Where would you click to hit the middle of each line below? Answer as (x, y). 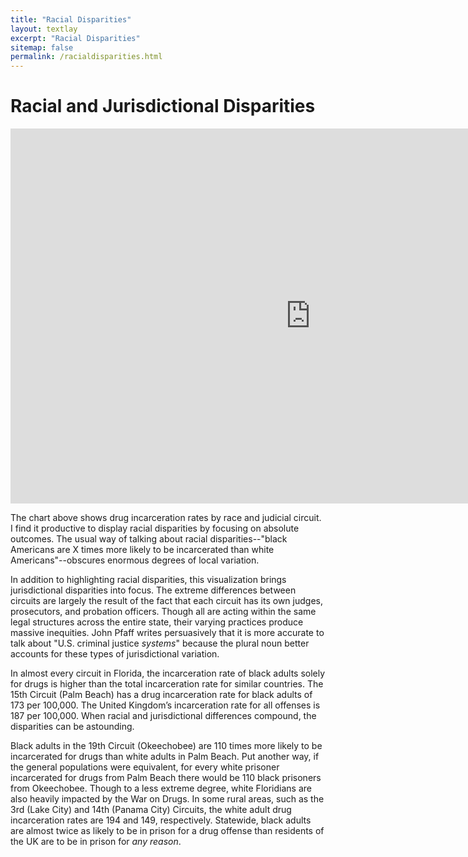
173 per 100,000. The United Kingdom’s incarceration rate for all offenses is (165, 705)
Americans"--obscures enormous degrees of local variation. (135, 560)
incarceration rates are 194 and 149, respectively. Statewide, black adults (161, 820)
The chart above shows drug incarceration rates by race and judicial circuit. (166, 518)
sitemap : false (42, 47)
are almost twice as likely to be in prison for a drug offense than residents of (167, 831)
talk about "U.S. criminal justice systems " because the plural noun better (160, 643)
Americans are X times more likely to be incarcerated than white (142, 550)
